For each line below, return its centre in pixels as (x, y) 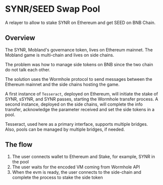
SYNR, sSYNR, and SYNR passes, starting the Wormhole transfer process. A (82, 99)
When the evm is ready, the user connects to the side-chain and (77, 172)
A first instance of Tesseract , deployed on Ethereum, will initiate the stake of (81, 93)
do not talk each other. (28, 69)
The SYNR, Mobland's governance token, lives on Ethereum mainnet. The (79, 49)
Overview (20, 38)
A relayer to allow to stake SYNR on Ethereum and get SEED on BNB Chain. (80, 23)
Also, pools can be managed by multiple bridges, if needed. (65, 129)
